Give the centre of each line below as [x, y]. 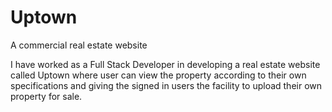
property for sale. [46, 96]
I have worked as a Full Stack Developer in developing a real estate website [165, 64]
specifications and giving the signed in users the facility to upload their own [166, 85]
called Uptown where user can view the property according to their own [158, 75]
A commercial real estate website [79, 45]
